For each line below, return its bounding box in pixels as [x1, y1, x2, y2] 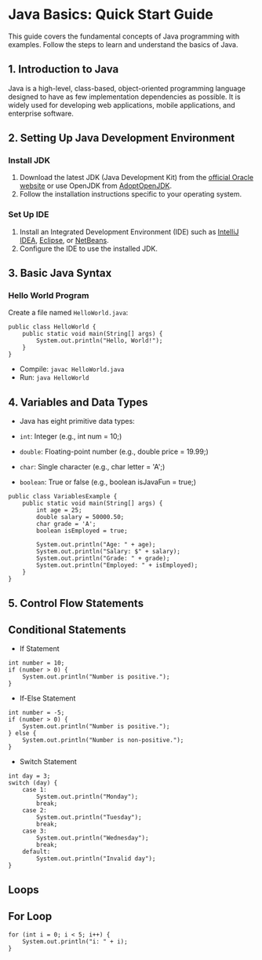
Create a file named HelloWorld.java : [8, 308, 129, 318]
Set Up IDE [8, 209, 49, 220]
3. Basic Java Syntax [8, 267, 112, 280]
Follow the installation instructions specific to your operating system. [19, 189, 242, 199]
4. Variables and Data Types [8, 395, 148, 409]
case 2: [22, 807, 47, 815]
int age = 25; [36, 506, 82, 514]
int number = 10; [8, 659, 65, 668]
